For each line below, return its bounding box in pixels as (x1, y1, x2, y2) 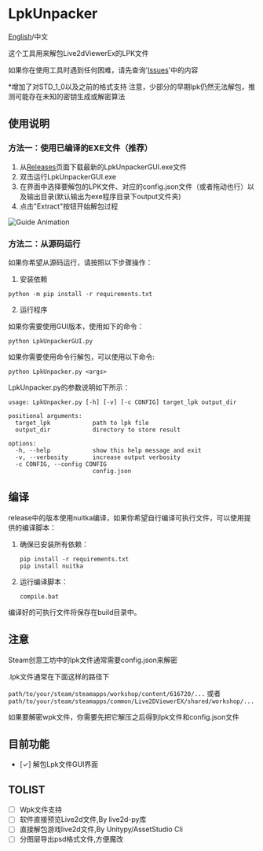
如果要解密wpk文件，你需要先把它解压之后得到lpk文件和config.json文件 (8, 712, 239, 721)
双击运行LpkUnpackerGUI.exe (19, 172, 117, 181)
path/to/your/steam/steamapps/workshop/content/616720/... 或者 (8, 688, 221, 697)
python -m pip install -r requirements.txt (8, 290, 153, 298)
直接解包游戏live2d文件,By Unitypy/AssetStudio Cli (19, 824, 183, 834)
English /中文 (8, 31, 49, 41)
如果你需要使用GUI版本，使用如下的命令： (8, 321, 144, 331)
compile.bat (19, 592, 59, 601)
